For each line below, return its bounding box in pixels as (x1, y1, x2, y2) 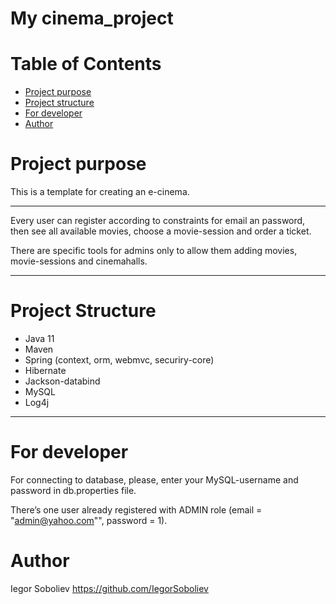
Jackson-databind (24, 375, 101, 387)
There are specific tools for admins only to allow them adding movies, (10, 245, 298, 257)
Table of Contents (10, 53, 162, 76)
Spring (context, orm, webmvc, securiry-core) (24, 354, 215, 366)
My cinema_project (10, 7, 174, 30)
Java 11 (24, 333, 55, 344)
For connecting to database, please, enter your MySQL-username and (10, 473, 299, 486)
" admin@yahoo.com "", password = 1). (10, 514, 168, 526)
